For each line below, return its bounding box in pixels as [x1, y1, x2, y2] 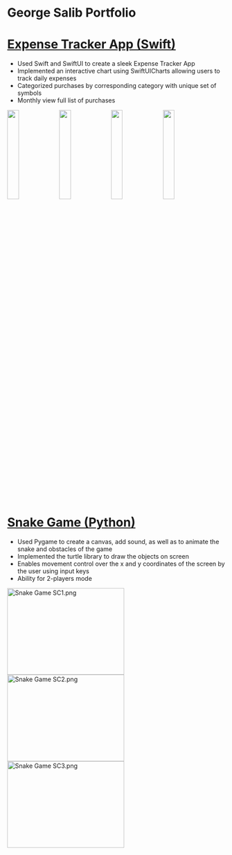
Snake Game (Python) [7, 514, 136, 530]
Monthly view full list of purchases [17, 96, 116, 105]
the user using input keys [17, 567, 90, 575]
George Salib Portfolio [7, 5, 136, 21]
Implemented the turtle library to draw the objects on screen [17, 552, 189, 561]
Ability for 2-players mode [17, 575, 92, 583]
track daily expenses [17, 74, 77, 82]
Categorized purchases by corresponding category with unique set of [17, 82, 217, 90]
